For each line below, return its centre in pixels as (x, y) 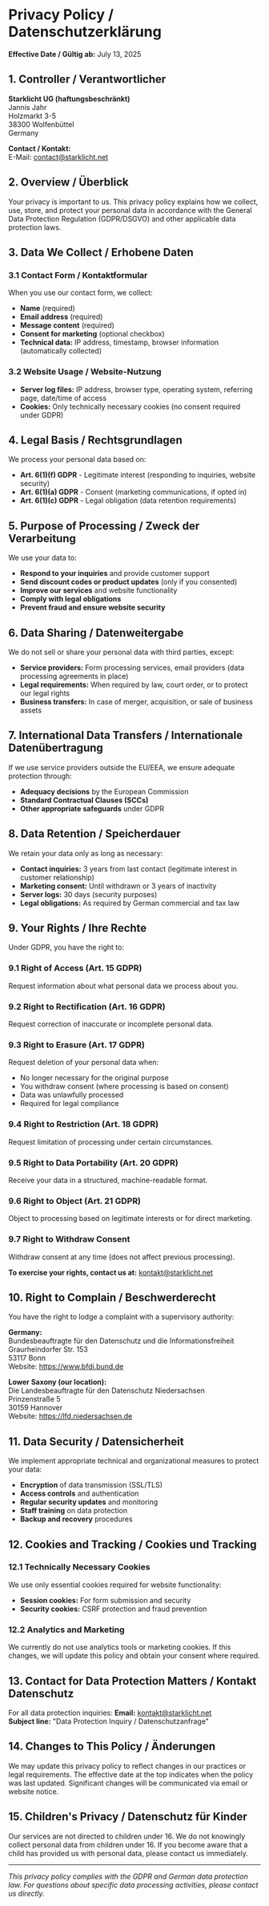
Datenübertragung (56, 748)
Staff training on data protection (74, 1511)
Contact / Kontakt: (40, 148)
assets (31, 710)
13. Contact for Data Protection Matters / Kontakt (132, 1681)
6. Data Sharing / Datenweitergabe (96, 633)
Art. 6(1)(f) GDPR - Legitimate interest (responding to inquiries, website (138, 475)
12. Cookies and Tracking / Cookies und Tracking (133, 1544)
